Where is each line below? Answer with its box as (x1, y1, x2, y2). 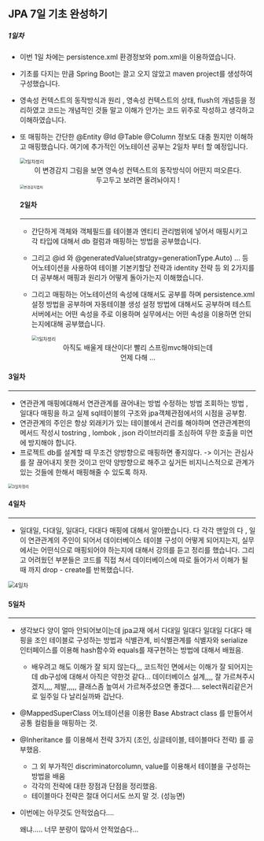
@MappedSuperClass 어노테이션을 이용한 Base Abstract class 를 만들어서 (19, 709, 253, 718)
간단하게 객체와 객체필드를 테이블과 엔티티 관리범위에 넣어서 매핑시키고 (31, 226, 248, 236)
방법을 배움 (31, 772, 65, 781)
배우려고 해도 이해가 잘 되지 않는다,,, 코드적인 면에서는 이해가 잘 (31, 662, 226, 672)
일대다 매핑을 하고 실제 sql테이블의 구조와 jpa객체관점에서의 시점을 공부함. (19, 408, 247, 418)
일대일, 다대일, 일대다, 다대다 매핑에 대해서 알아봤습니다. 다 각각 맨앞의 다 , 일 (19, 525, 256, 534)
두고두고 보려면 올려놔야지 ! (95, 176, 181, 185)
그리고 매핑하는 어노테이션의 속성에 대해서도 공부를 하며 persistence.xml (31, 289, 255, 299)
